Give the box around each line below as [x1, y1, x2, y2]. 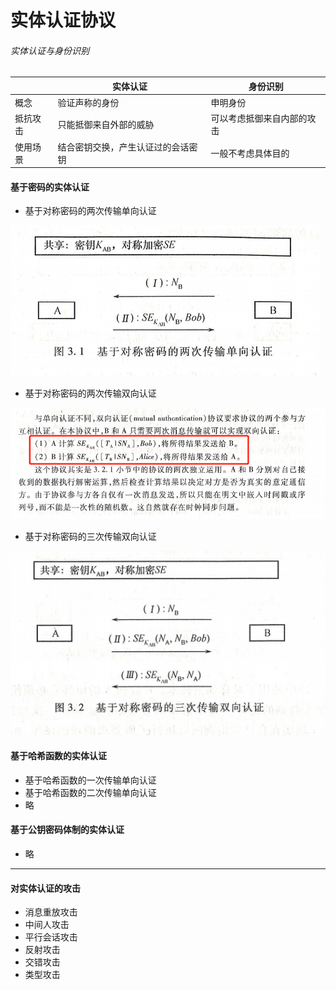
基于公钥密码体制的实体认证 [10, 824, 125, 836]
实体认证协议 [10, 9, 117, 32]
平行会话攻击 [24, 931, 78, 943]
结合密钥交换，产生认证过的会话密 [57, 141, 198, 153]
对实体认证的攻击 [10, 882, 81, 894]
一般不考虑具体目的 [210, 147, 290, 159]
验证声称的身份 [57, 97, 120, 109]
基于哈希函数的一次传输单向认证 [24, 774, 157, 786]
